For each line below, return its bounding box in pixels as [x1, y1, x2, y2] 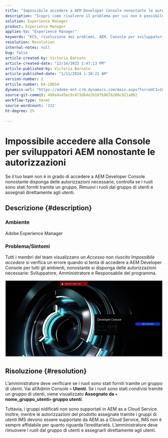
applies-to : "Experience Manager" [5, 29, 77, 34]
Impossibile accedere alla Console [5, 135, 151, 147]
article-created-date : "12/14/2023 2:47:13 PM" [5, 60, 106, 66]
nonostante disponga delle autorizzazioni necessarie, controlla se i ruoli [5, 179, 153, 185]
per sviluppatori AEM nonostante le [5, 146, 155, 157]
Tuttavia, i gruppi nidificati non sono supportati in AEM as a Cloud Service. [5, 405, 158, 412]
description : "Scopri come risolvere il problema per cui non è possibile [5, 13, 164, 18]
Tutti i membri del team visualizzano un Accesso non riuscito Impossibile [5, 254, 155, 260]
